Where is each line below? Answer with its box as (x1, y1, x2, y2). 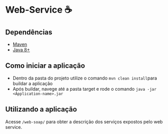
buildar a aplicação (12, 80, 53, 87)
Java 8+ (12, 47, 30, 52)
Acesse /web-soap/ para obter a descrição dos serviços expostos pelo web (5, 118, 163, 125)
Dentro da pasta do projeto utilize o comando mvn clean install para (12, 75, 157, 81)
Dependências (5, 28, 52, 36)
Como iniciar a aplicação (5, 62, 86, 70)
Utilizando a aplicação (5, 105, 77, 114)
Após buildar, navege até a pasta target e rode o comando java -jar (12, 86, 157, 92)
